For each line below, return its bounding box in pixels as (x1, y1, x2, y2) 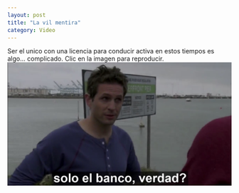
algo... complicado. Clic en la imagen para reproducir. (7, 54, 164, 63)
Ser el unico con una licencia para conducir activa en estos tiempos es (7, 47, 215, 56)
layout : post (7, 11, 46, 19)
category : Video (7, 26, 55, 33)
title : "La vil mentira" (7, 19, 81, 26)
